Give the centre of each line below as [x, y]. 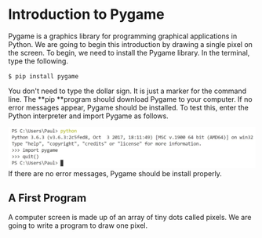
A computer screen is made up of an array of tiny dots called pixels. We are [130, 217]
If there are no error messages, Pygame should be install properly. [115, 174]
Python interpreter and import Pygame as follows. [88, 116]
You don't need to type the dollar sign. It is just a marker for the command [127, 91]
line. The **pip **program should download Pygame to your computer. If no [130, 99]
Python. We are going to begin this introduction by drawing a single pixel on [131, 44]
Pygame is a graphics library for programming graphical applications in [123, 36]
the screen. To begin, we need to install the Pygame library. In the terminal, [129, 52]
